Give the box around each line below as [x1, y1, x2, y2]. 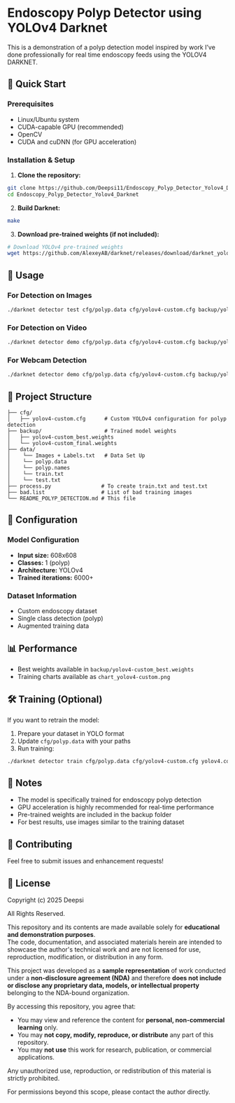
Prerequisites [7, 100, 54, 109]
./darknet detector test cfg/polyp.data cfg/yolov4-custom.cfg [7, 306, 196, 313]
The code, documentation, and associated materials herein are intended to [7, 938, 222, 946]
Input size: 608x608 [17, 551, 77, 559]
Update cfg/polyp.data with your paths [17, 737, 131, 745]
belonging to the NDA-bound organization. [7, 988, 129, 996]
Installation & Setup [7, 155, 76, 165]
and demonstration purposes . [7, 930, 96, 938]
